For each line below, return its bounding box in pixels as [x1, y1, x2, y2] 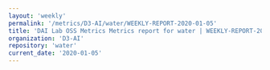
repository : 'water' [8, 42, 78, 50]
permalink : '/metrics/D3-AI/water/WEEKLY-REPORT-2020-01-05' [8, 19, 218, 27]
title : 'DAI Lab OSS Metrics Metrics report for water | [8, 27, 203, 35]
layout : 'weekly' [8, 11, 67, 20]
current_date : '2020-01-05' [8, 49, 103, 57]
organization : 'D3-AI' [8, 34, 84, 43]
